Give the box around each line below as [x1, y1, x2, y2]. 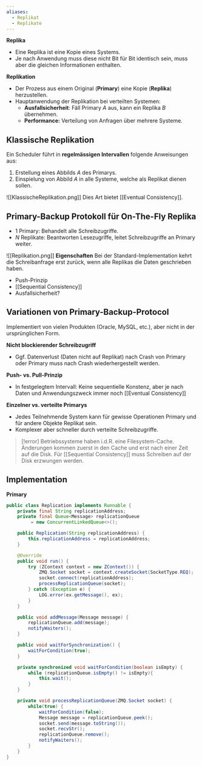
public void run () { [17, 558, 69, 564]
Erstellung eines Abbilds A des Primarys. [15, 169, 117, 176]
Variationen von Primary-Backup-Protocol [6, 307, 169, 317]
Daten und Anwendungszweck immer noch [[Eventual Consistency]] [15, 389, 186, 397]
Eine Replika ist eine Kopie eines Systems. [15, 49, 121, 56]
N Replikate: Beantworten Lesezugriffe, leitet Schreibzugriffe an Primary [15, 234, 195, 241]
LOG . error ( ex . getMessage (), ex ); [38, 592, 123, 598]
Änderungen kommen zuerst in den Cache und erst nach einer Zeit [21, 444, 189, 451]
